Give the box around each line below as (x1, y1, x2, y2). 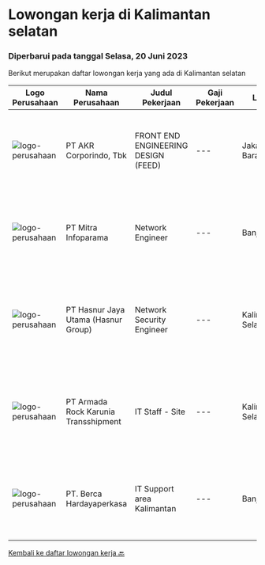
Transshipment (65, 416, 121, 427)
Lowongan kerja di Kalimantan (8, 6, 211, 24)
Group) (65, 324, 92, 336)
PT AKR (65, 140, 95, 151)
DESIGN (134, 150, 165, 161)
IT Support (134, 483, 175, 495)
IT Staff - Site (134, 406, 185, 417)
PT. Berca (65, 488, 103, 499)
